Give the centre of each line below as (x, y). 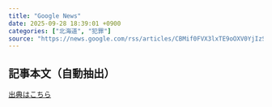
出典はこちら (30, 95)
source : (21, 39)
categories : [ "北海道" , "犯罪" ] (60, 31)
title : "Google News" (45, 16)
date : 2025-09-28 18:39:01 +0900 (65, 24)
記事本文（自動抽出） (62, 73)
